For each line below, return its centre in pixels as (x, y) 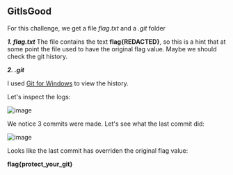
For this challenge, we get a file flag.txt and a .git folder (86, 28)
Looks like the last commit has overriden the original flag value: (98, 150)
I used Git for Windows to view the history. (68, 83)
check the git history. (38, 56)
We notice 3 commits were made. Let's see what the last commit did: (106, 124)
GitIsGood (30, 11)
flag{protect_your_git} (40, 164)
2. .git (16, 69)
